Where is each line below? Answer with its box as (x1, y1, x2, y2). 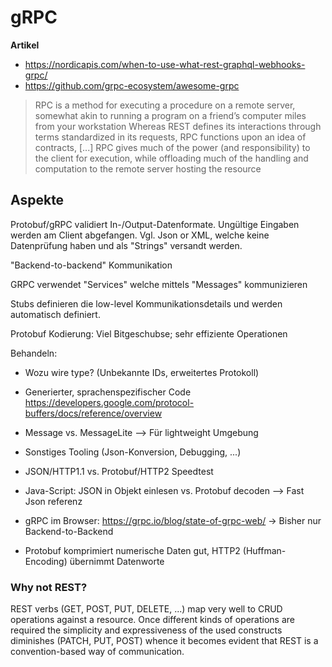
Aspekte (10, 192, 65, 209)
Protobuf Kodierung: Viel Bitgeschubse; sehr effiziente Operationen (10, 327, 288, 340)
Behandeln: (10, 347, 58, 359)
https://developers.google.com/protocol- (24, 396, 195, 408)
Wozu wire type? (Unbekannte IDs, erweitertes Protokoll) (24, 366, 260, 378)
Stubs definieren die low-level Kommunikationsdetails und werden (10, 297, 283, 310)
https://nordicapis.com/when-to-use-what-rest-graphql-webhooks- (24, 58, 306, 70)
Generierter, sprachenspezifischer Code (24, 386, 192, 398)
